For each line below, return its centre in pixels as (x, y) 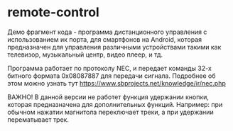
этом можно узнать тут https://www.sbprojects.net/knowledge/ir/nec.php (116, 83)
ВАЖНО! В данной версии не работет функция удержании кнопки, (108, 97)
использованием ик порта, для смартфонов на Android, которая (105, 39)
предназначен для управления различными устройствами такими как (114, 47)
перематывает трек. (38, 119)
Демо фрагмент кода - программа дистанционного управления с (107, 32)
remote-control (53, 12)
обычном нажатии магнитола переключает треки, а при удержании (111, 112)
